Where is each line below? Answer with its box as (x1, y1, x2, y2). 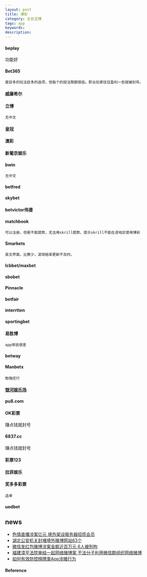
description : (5, 30, 32, 35)
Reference (5, 567, 27, 573)
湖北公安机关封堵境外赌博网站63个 (12, 537, 82, 544)
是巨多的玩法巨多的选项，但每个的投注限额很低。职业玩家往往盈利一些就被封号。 (5, 80, 143, 85)
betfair (5, 296, 19, 302)
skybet (5, 195, 20, 201)
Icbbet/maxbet (5, 263, 36, 268)
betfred (5, 184, 21, 190)
